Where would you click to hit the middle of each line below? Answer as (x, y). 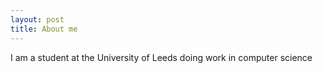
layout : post (37, 19)
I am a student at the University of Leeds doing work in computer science (161, 57)
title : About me (44, 29)
